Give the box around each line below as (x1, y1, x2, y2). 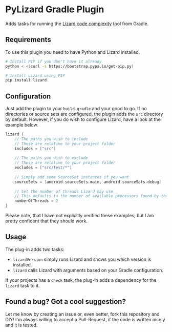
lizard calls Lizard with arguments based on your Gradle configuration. (12, 267, 164, 273)
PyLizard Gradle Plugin (5, 4, 104, 15)
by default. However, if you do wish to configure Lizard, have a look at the (5, 116, 161, 122)
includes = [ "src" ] (14, 146, 56, 151)
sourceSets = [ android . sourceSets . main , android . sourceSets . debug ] (14, 179, 161, 184)
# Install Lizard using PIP (5, 73, 66, 78)
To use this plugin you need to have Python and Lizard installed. (5, 49, 140, 55)
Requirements (5, 35, 51, 44)
